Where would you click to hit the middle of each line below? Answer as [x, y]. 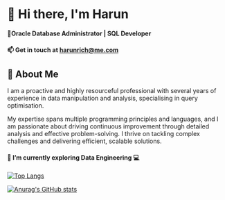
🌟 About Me [33, 74]
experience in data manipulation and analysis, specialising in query [103, 98]
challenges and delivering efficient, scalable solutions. [84, 141]
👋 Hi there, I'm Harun [68, 14]
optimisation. [26, 106]
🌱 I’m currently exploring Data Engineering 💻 [73, 157]
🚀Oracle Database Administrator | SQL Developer [79, 33]
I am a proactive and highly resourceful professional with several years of [112, 91]
